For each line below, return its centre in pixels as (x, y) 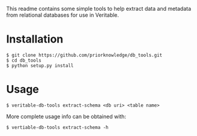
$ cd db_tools (24, 60)
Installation (35, 39)
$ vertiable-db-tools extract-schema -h (58, 127)
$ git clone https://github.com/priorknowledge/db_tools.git (84, 55)
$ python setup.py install (40, 65)
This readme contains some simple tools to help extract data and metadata (99, 9)
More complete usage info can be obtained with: (66, 116)
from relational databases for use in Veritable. (62, 15)
